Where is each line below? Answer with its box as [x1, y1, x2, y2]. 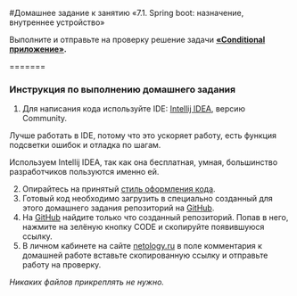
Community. [21, 113, 68, 124]
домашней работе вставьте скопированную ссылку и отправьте [21, 250, 268, 261]
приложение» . [9, 44, 67, 54]
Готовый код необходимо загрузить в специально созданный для [21, 193, 274, 204]
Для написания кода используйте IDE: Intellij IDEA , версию [21, 103, 245, 114]
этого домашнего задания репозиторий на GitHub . [21, 202, 215, 213]
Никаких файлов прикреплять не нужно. [9, 276, 165, 288]
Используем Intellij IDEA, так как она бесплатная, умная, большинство [9, 157, 278, 168]
